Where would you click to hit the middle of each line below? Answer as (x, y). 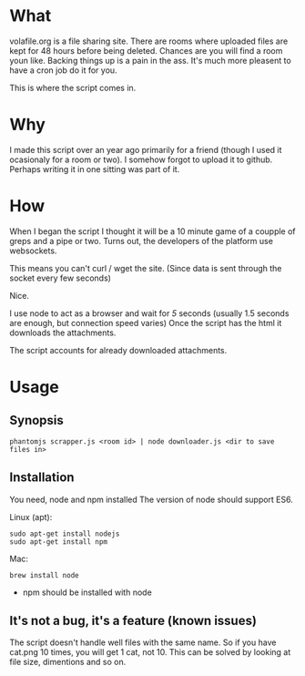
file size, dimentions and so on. (68, 662)
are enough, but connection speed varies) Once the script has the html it (146, 323)
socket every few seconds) (61, 278)
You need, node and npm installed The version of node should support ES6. (151, 499)
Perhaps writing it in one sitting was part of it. (95, 169)
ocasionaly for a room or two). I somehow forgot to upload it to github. (141, 159)
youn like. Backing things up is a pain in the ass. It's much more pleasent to (150, 60)
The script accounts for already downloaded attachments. (118, 350)
